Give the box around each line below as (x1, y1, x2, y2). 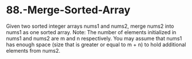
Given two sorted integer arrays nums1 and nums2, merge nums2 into (6, 23, 174, 30)
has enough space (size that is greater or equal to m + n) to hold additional (6, 41, 186, 48)
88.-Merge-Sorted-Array (6, 3, 131, 17)
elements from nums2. (6, 47, 60, 54)
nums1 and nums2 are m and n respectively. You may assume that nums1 (6, 35, 183, 42)
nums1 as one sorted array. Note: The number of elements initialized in (6, 28, 177, 35)
